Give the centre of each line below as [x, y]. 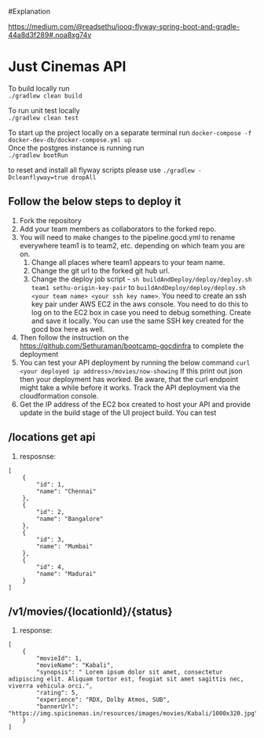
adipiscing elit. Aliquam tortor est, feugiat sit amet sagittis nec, [126, 679]
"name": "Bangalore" [70, 519]
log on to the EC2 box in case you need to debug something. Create [141, 312]
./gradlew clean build [45, 96]
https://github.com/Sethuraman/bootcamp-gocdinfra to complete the [132, 346]
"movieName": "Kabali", [75, 666]
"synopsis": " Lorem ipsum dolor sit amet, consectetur [130, 672]
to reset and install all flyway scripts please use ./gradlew [101, 170]
